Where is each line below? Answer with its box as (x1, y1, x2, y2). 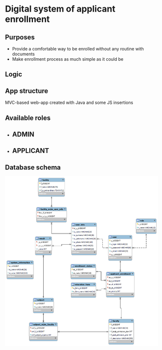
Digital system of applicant (5, 3, 115, 15)
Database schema (5, 163, 61, 171)
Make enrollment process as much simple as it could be (12, 56, 124, 62)
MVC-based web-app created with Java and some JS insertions (5, 100, 133, 105)
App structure (5, 86, 49, 95)
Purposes (5, 33, 35, 41)
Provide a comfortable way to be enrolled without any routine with (12, 46, 144, 51)
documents (12, 51, 35, 57)
